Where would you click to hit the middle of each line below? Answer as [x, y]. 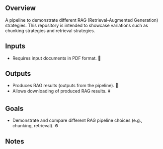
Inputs [15, 46]
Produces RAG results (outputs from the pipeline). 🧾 [65, 86]
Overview [21, 8]
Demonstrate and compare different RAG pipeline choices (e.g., [77, 120]
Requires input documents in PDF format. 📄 [56, 58]
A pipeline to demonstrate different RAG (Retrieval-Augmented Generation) [82, 20]
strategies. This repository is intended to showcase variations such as [77, 25]
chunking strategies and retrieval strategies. [50, 30]
